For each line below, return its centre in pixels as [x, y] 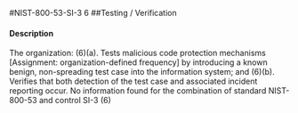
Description [32, 33]
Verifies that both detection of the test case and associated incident [133, 81]
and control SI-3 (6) [75, 101]
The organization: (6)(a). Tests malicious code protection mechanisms [138, 53]
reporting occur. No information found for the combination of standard [138, 91]
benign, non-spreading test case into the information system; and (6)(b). [142, 72]
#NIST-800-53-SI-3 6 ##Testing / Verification [93, 13]
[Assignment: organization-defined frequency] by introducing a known [139, 62]
